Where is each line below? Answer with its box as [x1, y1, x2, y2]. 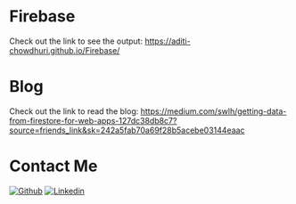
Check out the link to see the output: [9, 36, 144, 46]
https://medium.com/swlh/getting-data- [140, 105, 287, 117]
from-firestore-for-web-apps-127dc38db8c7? [9, 115, 177, 126]
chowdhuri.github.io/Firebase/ [9, 45, 120, 55]
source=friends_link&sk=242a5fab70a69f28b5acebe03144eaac [9, 125, 245, 135]
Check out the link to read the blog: [9, 105, 139, 117]
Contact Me [9, 156, 98, 176]
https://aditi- [144, 36, 191, 46]
